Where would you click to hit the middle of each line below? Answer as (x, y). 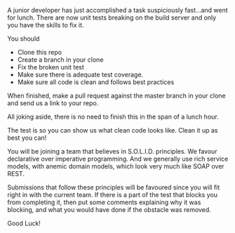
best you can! (27, 138)
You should (23, 39)
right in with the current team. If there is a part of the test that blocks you (112, 195)
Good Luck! (24, 223)
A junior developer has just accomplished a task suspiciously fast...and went (117, 10)
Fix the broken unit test (51, 67)
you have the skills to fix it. (46, 25)
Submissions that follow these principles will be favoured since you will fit (114, 187)
